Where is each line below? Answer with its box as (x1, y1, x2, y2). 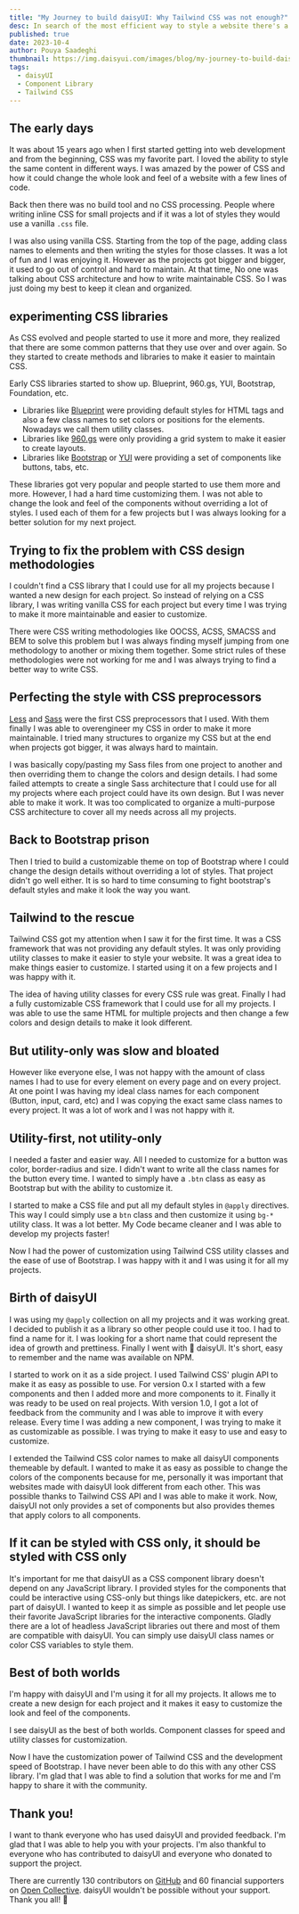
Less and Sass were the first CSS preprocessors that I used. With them (9, 713, 270, 724)
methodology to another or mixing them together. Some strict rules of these (9, 645, 287, 655)
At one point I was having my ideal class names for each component (9, 1086, 260, 1097)
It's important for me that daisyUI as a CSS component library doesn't (9, 1573, 264, 1583)
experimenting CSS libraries (9, 308, 169, 324)
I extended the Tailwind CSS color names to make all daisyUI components (9, 1452, 279, 1463)
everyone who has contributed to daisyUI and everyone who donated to (9, 1849, 273, 1860)
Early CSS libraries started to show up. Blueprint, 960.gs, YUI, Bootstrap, (9, 378, 276, 389)
